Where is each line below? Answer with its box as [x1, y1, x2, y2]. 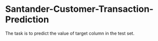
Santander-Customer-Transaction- [5, 3, 154, 15]
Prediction [5, 14, 49, 25]
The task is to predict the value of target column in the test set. [5, 30, 135, 36]
